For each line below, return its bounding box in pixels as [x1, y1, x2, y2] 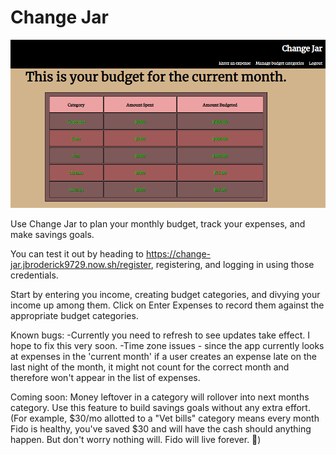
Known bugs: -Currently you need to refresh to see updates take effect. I [10, 329, 310, 341]
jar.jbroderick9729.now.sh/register [10, 259, 152, 271]
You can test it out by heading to [10, 248, 144, 260]
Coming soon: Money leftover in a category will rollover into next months [10, 391, 310, 403]
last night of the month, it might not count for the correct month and [10, 361, 290, 373]
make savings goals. [10, 229, 95, 241]
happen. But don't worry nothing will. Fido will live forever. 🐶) [10, 434, 262, 446]
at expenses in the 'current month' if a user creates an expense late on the [10, 351, 317, 363]
